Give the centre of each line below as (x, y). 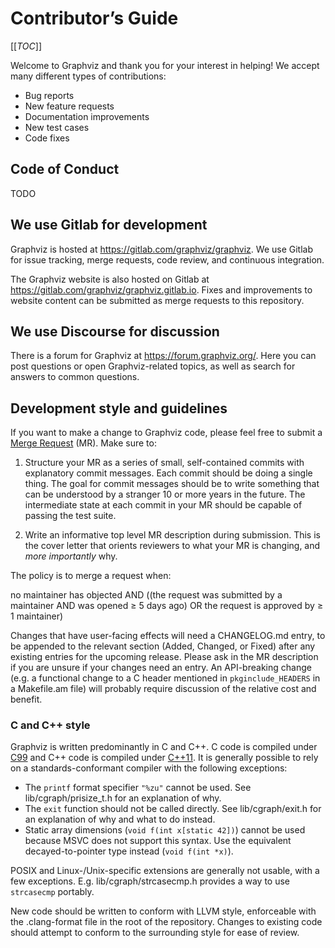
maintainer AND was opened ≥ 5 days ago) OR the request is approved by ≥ (167, 606)
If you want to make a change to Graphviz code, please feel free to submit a (166, 433)
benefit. (26, 699)
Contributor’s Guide (94, 18)
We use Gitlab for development (109, 225)
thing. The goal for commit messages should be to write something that (172, 484)
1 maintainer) (37, 616)
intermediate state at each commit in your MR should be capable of (163, 505)
